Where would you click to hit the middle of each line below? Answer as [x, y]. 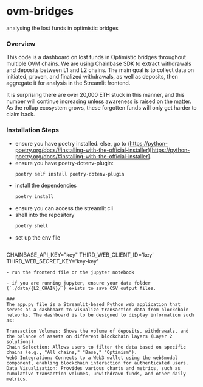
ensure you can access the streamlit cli [64, 208]
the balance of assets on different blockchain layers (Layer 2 [89, 336]
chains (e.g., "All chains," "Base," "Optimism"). [72, 353]
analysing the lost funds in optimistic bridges [62, 28]
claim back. [21, 115]
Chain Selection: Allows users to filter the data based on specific [96, 347]
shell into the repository [45, 215]
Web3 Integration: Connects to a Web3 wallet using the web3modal [92, 358]
